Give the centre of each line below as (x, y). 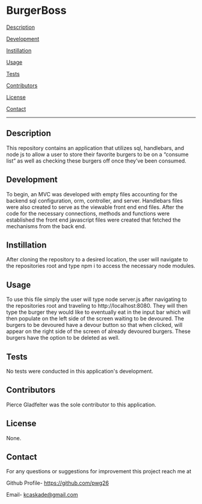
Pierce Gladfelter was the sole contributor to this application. (81, 405)
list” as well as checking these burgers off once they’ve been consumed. (96, 161)
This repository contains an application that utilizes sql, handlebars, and (95, 148)
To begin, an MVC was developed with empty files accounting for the (92, 194)
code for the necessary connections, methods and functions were (88, 213)
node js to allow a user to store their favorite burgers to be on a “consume (98, 154)
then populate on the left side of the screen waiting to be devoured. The (95, 319)
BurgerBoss (36, 11)
